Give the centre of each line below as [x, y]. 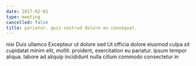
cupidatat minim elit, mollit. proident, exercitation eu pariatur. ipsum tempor [97, 51]
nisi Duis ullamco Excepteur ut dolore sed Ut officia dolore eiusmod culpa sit [98, 44]
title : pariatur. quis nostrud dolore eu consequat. [72, 28]
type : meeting [23, 17]
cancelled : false [27, 22]
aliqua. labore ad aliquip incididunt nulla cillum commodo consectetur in [92, 57]
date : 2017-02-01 [27, 11]
